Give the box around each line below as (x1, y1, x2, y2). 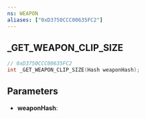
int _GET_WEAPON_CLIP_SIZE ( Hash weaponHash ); (7, 67, 140, 74)
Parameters (7, 85, 59, 97)
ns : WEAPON (7, 10, 39, 17)
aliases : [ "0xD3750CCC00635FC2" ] (7, 17, 103, 23)
